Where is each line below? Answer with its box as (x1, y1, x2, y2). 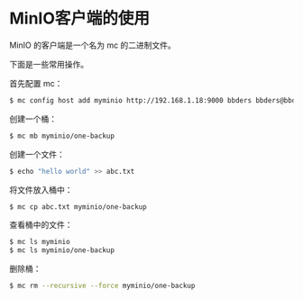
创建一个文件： (9, 149, 65, 159)
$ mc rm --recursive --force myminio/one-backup (9, 281, 196, 291)
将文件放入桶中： (9, 184, 73, 195)
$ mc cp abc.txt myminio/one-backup (9, 202, 147, 212)
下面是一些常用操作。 (9, 59, 88, 69)
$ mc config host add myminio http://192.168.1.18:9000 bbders (9, 95, 252, 104)
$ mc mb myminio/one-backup (9, 131, 115, 140)
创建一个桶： (9, 113, 57, 124)
